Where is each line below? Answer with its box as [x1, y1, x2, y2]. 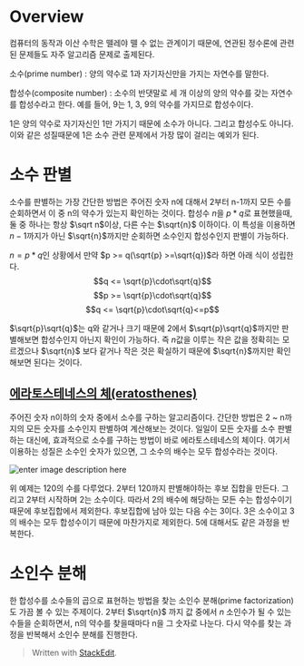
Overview [9, 6, 84, 27]
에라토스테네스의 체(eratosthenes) [9, 386, 198, 401]
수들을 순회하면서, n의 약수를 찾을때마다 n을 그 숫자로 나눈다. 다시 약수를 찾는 [9, 617, 283, 628]
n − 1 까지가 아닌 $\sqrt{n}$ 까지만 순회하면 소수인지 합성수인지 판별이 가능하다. [9, 230, 289, 241]
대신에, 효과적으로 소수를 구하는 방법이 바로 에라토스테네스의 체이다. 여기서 [25, 434, 290, 446]
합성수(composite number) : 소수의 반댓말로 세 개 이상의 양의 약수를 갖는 [9, 87, 270, 98]
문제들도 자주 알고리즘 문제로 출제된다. [18, 48, 155, 60]
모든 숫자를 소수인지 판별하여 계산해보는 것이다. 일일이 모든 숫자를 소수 [25, 423, 276, 434]
